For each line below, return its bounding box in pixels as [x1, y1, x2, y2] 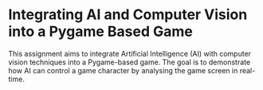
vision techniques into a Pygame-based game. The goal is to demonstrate [8, 57, 251, 67]
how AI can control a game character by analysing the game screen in [8, 65, 238, 75]
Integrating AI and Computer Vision [8, 6, 248, 24]
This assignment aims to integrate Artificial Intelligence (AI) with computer [8, 49, 252, 58]
